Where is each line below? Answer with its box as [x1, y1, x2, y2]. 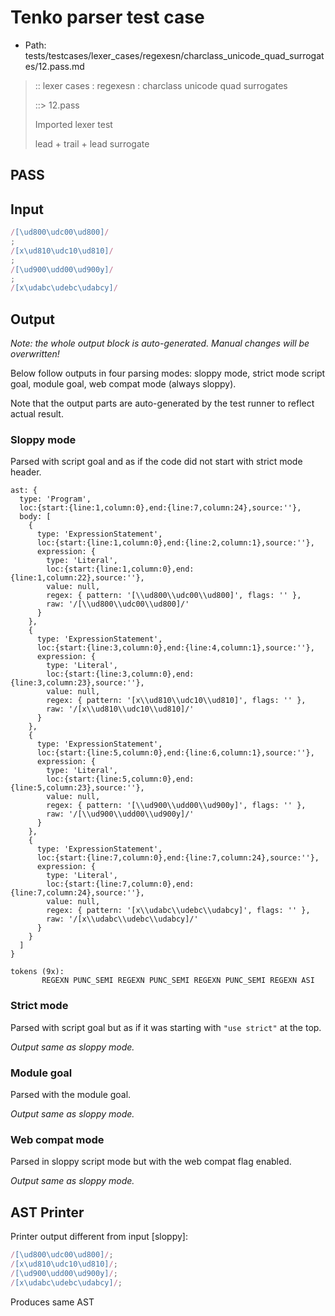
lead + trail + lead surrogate [34, 137, 150, 150]
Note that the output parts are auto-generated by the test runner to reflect [10, 397, 315, 410]
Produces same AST [10, 1296, 95, 1308]
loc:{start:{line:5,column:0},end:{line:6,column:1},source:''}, [36, 748, 315, 758]
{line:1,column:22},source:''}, [10, 573, 145, 583]
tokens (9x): [10, 967, 65, 977]
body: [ [19, 512, 52, 522]
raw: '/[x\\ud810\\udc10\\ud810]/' [46, 704, 195, 715]
